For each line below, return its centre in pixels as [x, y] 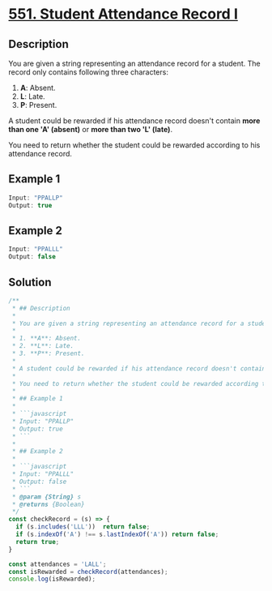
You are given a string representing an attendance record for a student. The [134, 63]
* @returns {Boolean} [48, 504]
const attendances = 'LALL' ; [57, 564]
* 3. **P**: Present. [48, 353]
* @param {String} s [47, 497]
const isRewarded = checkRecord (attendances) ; [88, 572]
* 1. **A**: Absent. [47, 338]
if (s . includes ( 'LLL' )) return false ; [83, 527]
